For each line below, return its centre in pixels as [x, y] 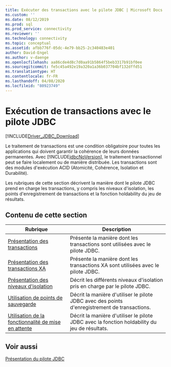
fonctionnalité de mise [34, 322]
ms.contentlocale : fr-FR [32, 76]
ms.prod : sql [19, 24]
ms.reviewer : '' [22, 34]
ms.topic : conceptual [28, 43]
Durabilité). [17, 173]
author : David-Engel [27, 53]
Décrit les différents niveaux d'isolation [117, 280]
